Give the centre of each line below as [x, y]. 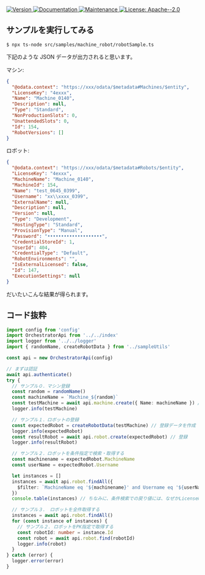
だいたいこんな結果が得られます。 [49, 294]
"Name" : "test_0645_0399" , [46, 191]
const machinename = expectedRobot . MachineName [74, 459]
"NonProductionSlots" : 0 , [45, 116]
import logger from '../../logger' [52, 341]
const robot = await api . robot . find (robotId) [76, 538]
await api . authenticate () [39, 374]
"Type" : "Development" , [42, 219]
